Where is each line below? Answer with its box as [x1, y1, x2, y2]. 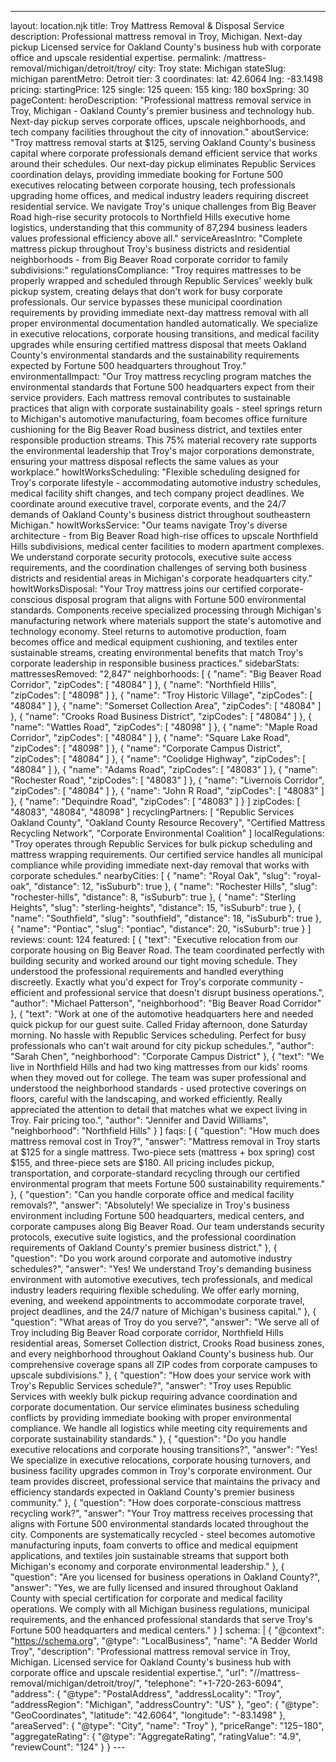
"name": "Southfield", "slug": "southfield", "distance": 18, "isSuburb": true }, [10, 912, 322, 924]
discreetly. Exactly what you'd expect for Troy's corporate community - [10, 976, 305, 988]
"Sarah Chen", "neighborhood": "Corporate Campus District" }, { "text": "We [10, 1051, 325, 1062]
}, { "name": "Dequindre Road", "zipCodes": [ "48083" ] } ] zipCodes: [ [10, 796, 301, 807]
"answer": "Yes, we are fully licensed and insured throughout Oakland [10, 1582, 298, 1593]
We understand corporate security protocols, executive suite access [10, 551, 292, 563]
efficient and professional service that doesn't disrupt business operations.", [10, 987, 325, 998]
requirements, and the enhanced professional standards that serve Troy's [10, 1614, 313, 1625]
